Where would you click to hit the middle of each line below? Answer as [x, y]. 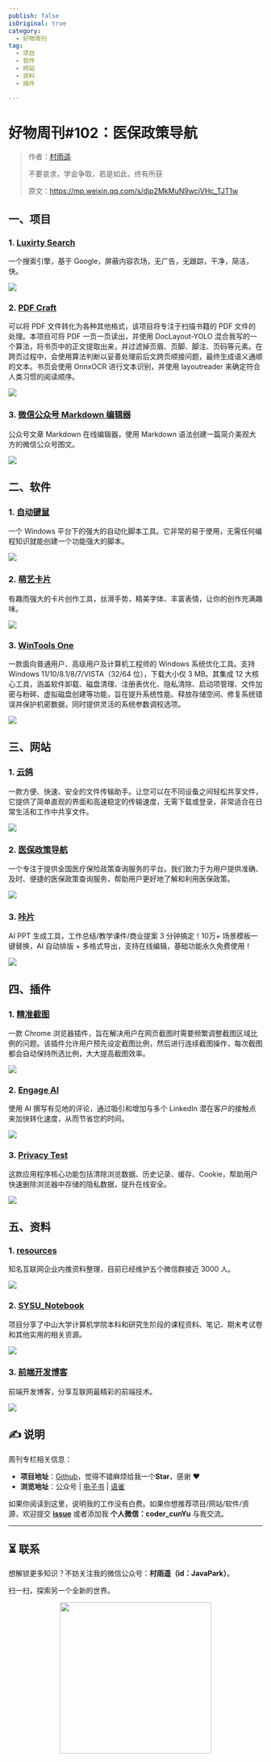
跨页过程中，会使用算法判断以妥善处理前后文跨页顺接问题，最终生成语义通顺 [135, 357]
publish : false [34, 16]
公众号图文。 [57, 444]
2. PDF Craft [32, 308]
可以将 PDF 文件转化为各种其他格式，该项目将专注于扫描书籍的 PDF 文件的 [132, 326]
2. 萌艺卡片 [30, 580]
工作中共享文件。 [65, 812]
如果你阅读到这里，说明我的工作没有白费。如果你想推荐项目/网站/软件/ [125, 1504]
